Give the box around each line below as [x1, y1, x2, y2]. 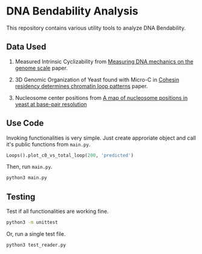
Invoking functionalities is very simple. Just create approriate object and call [6, 134, 197, 142]
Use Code [6, 118, 44, 128]
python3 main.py [6, 175, 47, 181]
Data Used [6, 42, 47, 52]
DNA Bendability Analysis [6, 4, 138, 18]
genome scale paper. [15, 64, 68, 71]
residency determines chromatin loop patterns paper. [15, 82, 148, 90]
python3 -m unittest [6, 220, 59, 226]
